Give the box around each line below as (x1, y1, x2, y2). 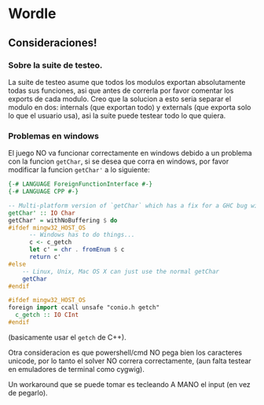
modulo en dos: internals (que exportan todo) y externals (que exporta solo (8, 102, 251, 112)
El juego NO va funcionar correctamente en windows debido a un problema (8, 149, 253, 158)
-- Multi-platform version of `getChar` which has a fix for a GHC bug (8, 201, 247, 209)
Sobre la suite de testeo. (8, 60, 103, 71)
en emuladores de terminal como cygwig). (8, 364, 145, 374)
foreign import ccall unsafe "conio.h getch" (8, 304, 159, 311)
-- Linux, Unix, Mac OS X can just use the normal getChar (22, 267, 220, 275)
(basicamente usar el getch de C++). (8, 332, 127, 342)
